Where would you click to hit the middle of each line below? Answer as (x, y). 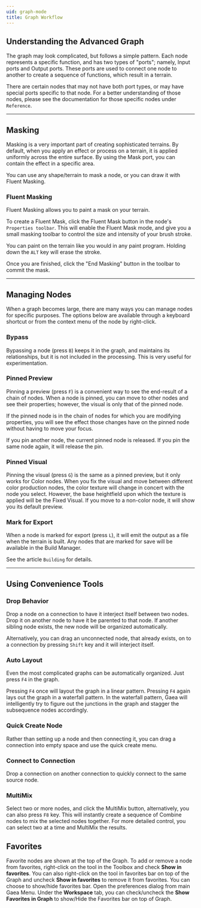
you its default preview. (35, 507)
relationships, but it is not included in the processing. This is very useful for (99, 357)
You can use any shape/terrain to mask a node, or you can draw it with (93, 175)
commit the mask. (28, 270)
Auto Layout (25, 660)
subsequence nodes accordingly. (47, 710)
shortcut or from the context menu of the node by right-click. (81, 322)
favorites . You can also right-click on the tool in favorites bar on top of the (98, 873)
